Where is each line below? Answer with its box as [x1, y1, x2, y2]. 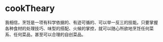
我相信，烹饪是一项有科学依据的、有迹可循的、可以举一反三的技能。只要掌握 [5, 19, 158, 25]
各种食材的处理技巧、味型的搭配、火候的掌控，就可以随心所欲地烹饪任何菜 [5, 25, 154, 31]
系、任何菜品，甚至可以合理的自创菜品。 [5, 31, 86, 37]
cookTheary [5, 3, 55, 14]
